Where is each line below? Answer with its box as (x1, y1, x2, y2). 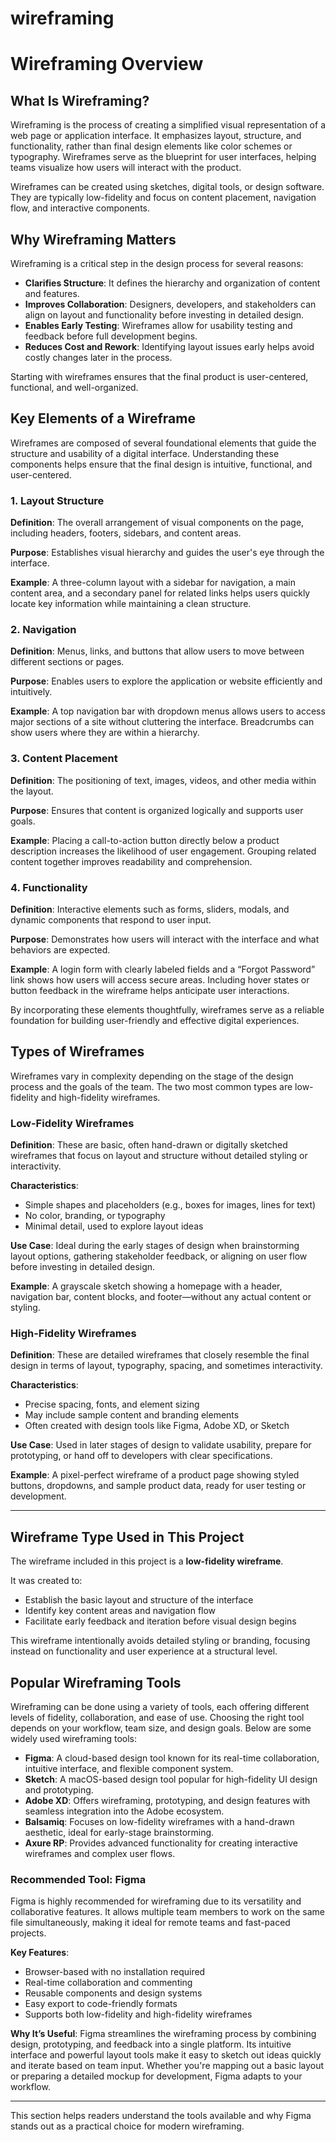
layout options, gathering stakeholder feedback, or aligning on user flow (10, 1250, 308, 1262)
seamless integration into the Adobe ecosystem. (24, 1805, 225, 1817)
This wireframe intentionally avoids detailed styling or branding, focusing (10, 1635, 311, 1647)
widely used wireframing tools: (10, 1733, 138, 1745)
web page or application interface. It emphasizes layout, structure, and (10, 130, 302, 142)
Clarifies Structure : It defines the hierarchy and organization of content (24, 277, 321, 289)
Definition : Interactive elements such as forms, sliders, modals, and (10, 903, 290, 915)
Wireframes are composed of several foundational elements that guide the (10, 437, 317, 449)
